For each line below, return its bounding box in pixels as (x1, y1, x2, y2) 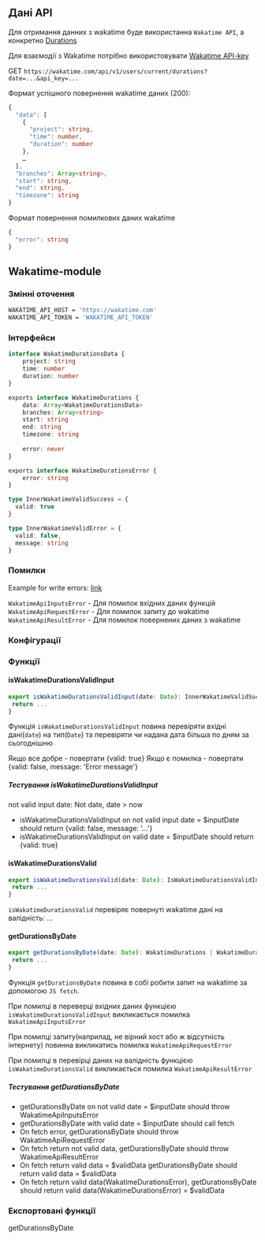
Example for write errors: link (8, 583, 103, 592)
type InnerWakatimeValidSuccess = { (8, 496, 129, 504)
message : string (15, 539, 69, 547)
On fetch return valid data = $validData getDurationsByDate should (19, 1160, 238, 1170)
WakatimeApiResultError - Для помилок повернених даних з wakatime (8, 615, 241, 624)
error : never (22, 445, 65, 452)
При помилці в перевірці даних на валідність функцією (8, 1056, 193, 1065)
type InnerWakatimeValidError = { (8, 524, 122, 532)
